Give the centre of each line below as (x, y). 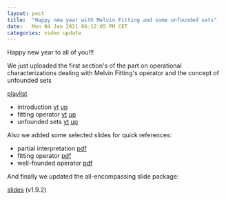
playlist (17, 94)
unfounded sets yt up (48, 122)
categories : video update (44, 33)
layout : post (26, 13)
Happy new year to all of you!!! (51, 52)
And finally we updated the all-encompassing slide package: (93, 177)
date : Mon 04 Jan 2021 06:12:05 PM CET (68, 26)
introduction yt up (42, 107)
